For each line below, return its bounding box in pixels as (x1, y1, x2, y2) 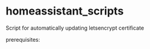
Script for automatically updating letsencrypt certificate (5, 24, 145, 31)
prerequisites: (5, 36, 41, 43)
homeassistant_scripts (5, 4, 124, 18)
